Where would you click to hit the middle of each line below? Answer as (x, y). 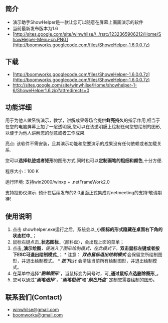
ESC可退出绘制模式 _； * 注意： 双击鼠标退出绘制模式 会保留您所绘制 (87, 255)
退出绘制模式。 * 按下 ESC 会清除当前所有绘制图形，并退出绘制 (89, 261)
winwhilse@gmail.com (36, 310)
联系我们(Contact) (34, 297)
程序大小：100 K (22, 171)
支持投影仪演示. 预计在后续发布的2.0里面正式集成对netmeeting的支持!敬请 (81, 193)
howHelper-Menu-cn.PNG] (40, 39)
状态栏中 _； (25, 236)
